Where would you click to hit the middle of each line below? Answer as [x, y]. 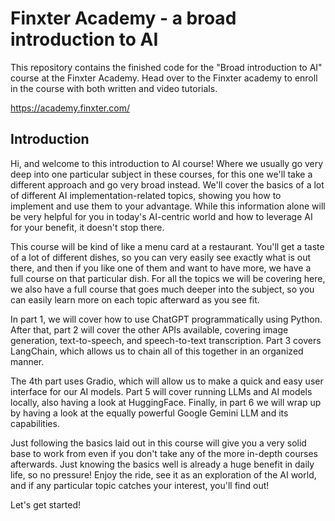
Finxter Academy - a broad [123, 18]
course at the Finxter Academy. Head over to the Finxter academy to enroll [164, 78]
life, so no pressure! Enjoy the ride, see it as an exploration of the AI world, [163, 474]
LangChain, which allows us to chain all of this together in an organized [157, 351]
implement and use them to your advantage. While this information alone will [168, 206]
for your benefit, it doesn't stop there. [87, 227]
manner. [27, 361]
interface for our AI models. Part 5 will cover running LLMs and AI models [161, 391]
